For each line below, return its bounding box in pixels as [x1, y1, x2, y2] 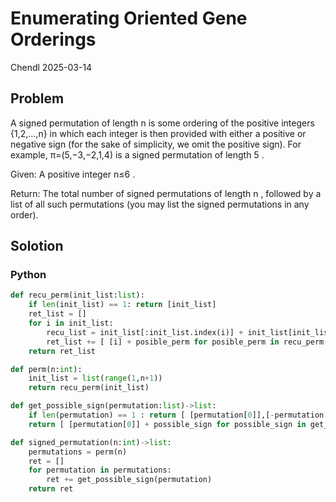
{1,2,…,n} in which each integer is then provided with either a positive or [10, 127, 307, 139]
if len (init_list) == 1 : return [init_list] [28, 300, 217, 310]
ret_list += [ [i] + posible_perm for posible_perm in [46, 337, 280, 347]
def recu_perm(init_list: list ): [10, 290, 145, 301]
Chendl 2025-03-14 [10, 61, 93, 73]
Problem [10, 90, 65, 107]
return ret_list [28, 346, 97, 356]
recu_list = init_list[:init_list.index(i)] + [46, 327, 244, 337]
